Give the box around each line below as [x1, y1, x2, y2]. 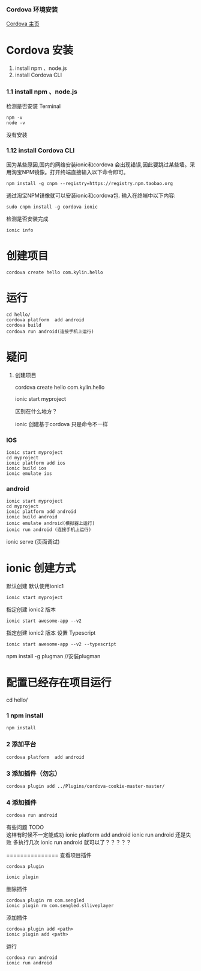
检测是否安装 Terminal [6, 102, 61, 110]
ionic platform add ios [6, 460, 66, 466]
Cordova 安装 [6, 43, 74, 57]
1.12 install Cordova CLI [6, 146, 75, 155]
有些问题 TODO [6, 824, 44, 831]
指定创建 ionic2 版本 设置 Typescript [6, 629, 96, 636]
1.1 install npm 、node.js [6, 87, 78, 96]
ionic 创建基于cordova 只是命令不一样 [14, 420, 108, 427]
